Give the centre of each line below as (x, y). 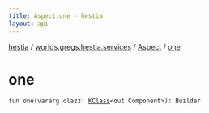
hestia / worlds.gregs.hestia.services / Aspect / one (94, 46)
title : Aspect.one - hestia (56, 16)
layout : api (28, 24)
